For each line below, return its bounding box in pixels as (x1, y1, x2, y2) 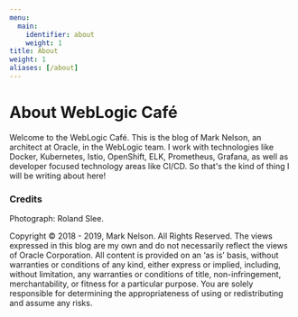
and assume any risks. (9, 298, 93, 309)
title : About (9, 47, 59, 56)
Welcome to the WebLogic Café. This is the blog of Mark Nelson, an (9, 131, 262, 142)
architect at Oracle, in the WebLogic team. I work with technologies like (9, 141, 275, 152)
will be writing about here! (9, 170, 107, 181)
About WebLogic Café (9, 103, 178, 122)
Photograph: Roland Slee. (9, 213, 104, 224)
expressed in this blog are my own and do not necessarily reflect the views (9, 240, 288, 251)
